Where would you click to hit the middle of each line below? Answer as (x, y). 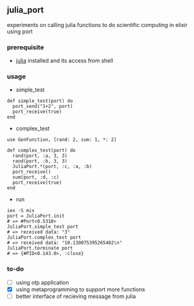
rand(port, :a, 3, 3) (40, 156)
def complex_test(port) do (41, 151)
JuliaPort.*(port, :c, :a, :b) (52, 167)
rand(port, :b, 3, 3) (40, 161)
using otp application (42, 282)
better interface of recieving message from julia (76, 296)
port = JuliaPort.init (36, 216)
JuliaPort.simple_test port (43, 227)
